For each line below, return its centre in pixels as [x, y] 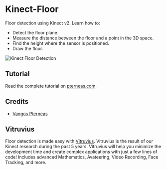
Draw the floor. [28, 48]
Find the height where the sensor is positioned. [61, 43]
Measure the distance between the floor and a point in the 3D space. [83, 38]
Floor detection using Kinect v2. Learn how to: [53, 23]
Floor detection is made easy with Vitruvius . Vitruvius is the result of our [79, 141]
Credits [17, 101]
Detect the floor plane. [35, 32]
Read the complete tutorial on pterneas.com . [51, 86]
